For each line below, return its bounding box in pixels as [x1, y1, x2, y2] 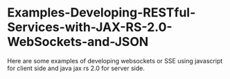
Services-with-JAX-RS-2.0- [7, 19, 172, 35]
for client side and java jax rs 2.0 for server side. [7, 64, 145, 72]
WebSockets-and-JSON [7, 34, 149, 49]
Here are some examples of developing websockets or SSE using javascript [7, 56, 223, 65]
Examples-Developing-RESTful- [7, 5, 196, 21]
